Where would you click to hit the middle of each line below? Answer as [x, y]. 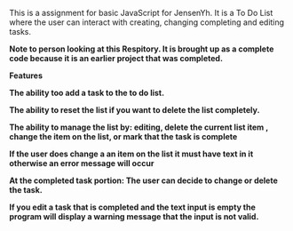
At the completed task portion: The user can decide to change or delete [143, 180]
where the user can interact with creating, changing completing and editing [147, 22]
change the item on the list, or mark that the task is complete [123, 136]
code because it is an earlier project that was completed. [116, 58]
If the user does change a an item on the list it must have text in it [131, 154]
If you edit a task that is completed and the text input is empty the [132, 207]
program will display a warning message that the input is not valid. [134, 216]
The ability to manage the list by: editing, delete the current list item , [139, 127]
